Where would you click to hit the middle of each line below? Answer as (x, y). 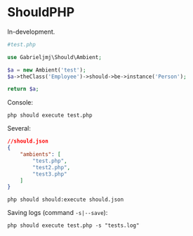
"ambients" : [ (40, 155)
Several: (19, 129)
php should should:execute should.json (66, 200)
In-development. (31, 32)
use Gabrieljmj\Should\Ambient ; (54, 57)
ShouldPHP (41, 12)
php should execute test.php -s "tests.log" (73, 225)
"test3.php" (50, 174)
